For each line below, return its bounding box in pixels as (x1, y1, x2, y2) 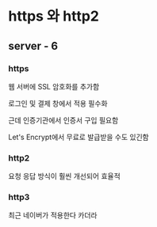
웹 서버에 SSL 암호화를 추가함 (8, 81, 100, 91)
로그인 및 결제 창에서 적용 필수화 (8, 98, 109, 108)
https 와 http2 (8, 7, 99, 25)
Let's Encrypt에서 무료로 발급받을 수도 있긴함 (8, 132, 149, 142)
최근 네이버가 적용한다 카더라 (8, 210, 98, 220)
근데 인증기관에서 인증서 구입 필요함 (8, 115, 119, 125)
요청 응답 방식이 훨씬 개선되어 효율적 (8, 172, 121, 181)
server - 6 (8, 39, 58, 52)
